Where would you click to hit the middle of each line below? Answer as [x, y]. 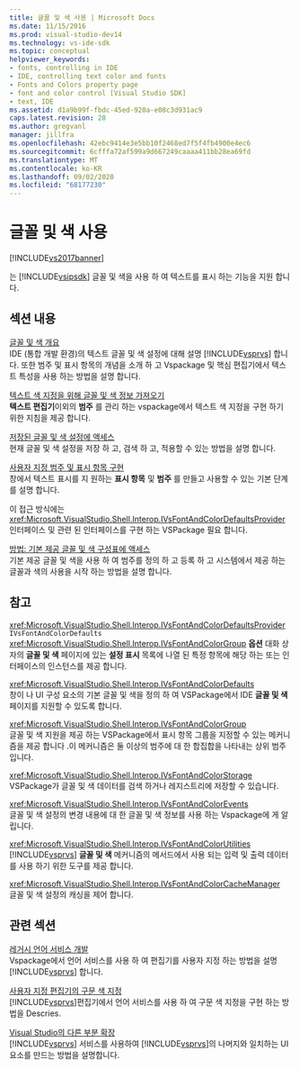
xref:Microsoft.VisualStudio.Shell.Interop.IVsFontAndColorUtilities [130, 844]
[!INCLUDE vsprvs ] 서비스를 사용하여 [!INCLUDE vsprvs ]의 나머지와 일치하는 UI [149, 1043]
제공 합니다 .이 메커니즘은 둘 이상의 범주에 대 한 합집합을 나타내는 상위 [148, 746]
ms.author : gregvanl [48, 127]
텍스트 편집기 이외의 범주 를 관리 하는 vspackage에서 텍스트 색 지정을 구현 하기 [147, 406]
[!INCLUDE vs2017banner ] [57, 258]
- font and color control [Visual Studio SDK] [98, 93]
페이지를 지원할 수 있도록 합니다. [66, 706]
